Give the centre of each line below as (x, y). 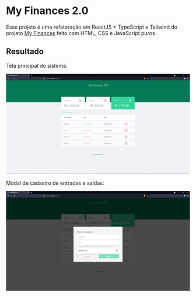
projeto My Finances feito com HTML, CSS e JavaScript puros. (81, 33)
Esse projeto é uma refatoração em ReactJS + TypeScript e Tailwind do (92, 27)
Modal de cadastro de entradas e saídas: (55, 183)
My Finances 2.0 (47, 11)
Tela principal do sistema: (37, 65)
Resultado (25, 52)
